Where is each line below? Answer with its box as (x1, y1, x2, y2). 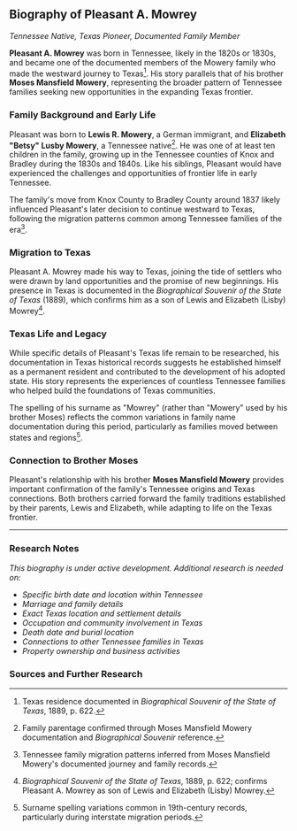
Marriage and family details (21, 598, 124, 609)
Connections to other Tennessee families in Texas (21, 636, 204, 647)
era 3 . (9, 223, 28, 235)
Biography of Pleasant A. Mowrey (9, 7, 197, 22)
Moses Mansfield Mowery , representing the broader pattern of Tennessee (9, 77, 283, 88)
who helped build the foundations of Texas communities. (9, 385, 216, 396)
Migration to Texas (9, 247, 91, 258)
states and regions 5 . (9, 431, 83, 442)
